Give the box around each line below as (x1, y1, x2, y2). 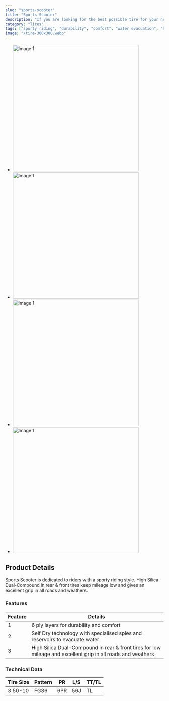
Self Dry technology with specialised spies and (31, 630, 142, 637)
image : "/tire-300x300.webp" (5, 31, 66, 36)
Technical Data (5, 666, 43, 673)
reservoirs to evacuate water (31, 636, 100, 643)
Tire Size (8, 679, 30, 686)
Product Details (5, 563, 55, 572)
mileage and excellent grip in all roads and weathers (31, 650, 154, 658)
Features (5, 600, 28, 607)
